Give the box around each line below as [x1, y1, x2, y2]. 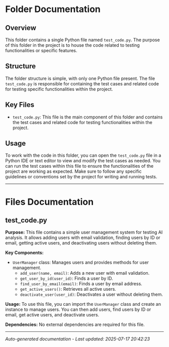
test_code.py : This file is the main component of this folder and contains [12, 114, 163, 120]
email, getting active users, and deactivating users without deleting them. [5, 240, 157, 246]
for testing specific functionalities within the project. [5, 86, 113, 92]
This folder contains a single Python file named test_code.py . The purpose [5, 37, 160, 43]
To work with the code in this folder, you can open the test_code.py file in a [5, 152, 161, 159]
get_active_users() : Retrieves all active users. [20, 286, 117, 292]
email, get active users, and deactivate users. [5, 312, 100, 318]
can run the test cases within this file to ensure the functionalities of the [5, 163, 154, 169]
